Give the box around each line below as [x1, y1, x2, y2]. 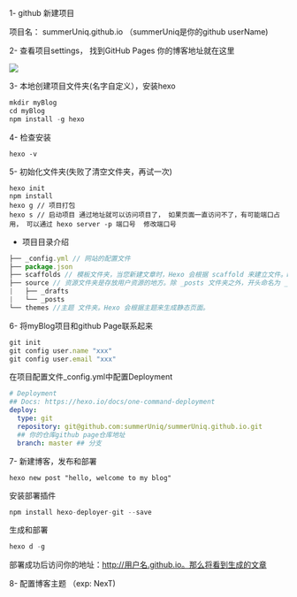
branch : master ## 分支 [17, 439, 102, 448]
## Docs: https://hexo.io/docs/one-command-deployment [9, 397, 216, 407]
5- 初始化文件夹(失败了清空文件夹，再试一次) [9, 166, 172, 177]
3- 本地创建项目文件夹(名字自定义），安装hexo [9, 80, 176, 91]
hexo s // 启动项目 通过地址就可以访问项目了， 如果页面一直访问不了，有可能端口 [9, 210, 274, 219]
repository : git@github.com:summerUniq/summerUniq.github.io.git [17, 422, 263, 431]
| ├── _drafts [9, 287, 69, 296]
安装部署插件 [9, 490, 56, 501]
